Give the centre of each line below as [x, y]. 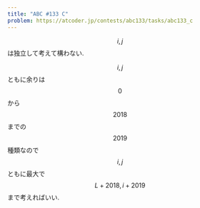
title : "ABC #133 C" [38, 14]
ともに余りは [26, 79]
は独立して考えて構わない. [46, 53]
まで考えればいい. [34, 197]
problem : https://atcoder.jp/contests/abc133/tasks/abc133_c [100, 21]
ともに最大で [26, 173]
